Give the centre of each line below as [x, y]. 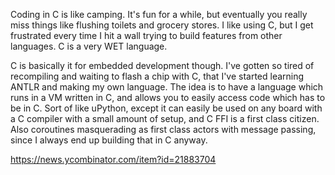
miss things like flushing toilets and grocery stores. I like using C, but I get [162, 25]
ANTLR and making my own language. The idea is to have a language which [167, 87]
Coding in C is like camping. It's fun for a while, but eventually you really [159, 14]
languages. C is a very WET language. [89, 46]
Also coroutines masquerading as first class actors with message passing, [163, 129]
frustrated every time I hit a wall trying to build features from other [146, 35]
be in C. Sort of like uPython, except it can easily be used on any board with [166, 108]
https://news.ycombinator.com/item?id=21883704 [113, 159]
